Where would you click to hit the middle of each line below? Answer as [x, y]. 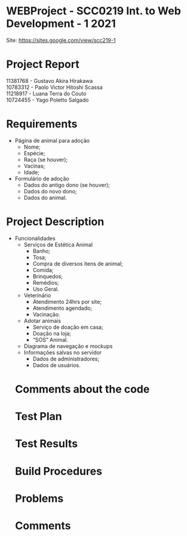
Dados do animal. [45, 198]
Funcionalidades [35, 238]
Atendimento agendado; [62, 308]
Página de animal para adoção [52, 140]
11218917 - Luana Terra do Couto [46, 93]
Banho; [42, 251]
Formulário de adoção [42, 178]
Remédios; [46, 282]
